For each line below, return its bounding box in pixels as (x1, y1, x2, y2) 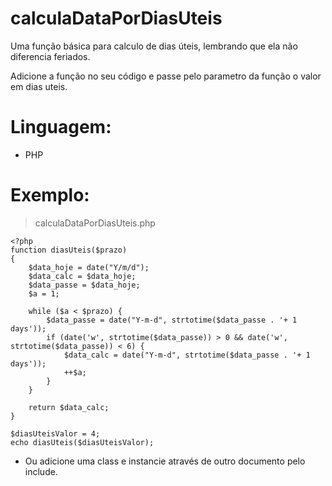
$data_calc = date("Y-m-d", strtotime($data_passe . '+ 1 (63, 350, 311, 360)
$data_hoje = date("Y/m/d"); (28, 262, 150, 272)
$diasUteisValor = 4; (10, 428, 101, 439)
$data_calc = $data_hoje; (28, 271, 137, 281)
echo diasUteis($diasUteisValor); (10, 437, 155, 447)
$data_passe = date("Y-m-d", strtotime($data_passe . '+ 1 (46, 315, 298, 325)
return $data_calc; (28, 402, 110, 412)
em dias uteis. (10, 80, 68, 92)
